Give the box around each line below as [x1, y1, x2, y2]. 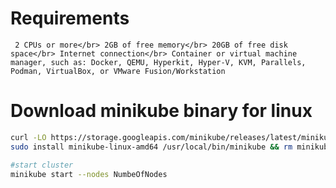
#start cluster [10, 160, 74, 170]
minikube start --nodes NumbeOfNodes [10, 169, 168, 179]
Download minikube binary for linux [10, 100, 313, 122]
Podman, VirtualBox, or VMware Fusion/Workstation [10, 66, 226, 76]
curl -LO [10, 132, 47, 142]
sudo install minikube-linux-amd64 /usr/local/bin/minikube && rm [10, 142, 293, 152]
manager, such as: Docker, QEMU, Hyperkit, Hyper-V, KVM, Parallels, [10, 57, 307, 67]
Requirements [10, 7, 130, 30]
